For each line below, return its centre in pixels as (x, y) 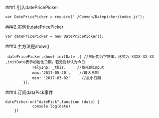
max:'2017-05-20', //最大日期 (65, 73)
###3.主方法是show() (27, 46)
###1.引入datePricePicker (32, 7)
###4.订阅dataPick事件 (29, 92)
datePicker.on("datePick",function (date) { (52, 102)
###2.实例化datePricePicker (34, 27)
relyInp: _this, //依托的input (68, 67)
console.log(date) (51, 106)
